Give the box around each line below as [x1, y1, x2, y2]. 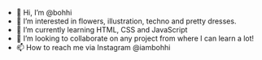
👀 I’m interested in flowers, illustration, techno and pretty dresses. [15, 16, 237, 26]
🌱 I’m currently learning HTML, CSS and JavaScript [15, 25, 188, 34]
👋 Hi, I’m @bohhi [15, 8, 72, 17]
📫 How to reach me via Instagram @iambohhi [15, 43, 171, 52]
